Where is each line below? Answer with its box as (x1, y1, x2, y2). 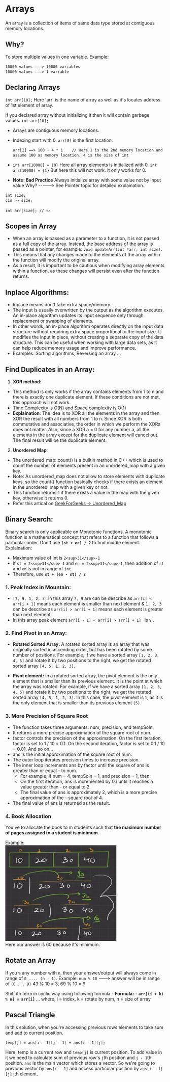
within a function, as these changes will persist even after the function (12, 268, 160, 274)
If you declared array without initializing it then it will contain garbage (5, 112, 150, 118)
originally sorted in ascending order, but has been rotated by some (12, 647, 152, 653)
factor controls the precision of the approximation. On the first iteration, (12, 735, 162, 741)
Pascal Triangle (5, 1011, 55, 1019)
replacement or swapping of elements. (12, 318, 94, 324)
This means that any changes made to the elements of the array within (12, 252, 160, 258)
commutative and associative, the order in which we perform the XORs (12, 421, 161, 427)
